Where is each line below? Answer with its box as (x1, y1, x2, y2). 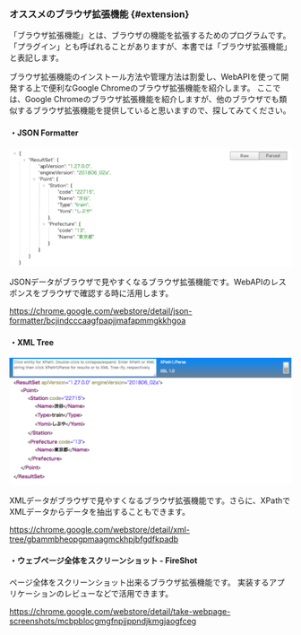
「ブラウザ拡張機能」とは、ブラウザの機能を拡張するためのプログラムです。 (9, 30, 291, 41)
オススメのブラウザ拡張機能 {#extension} (9, 7, 190, 20)
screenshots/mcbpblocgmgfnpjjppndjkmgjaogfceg (9, 615, 197, 626)
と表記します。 (9, 52, 64, 64)
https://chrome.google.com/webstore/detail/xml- (9, 524, 191, 535)
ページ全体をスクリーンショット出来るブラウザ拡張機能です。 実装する (9, 577, 270, 587)
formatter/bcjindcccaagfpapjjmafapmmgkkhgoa (9, 315, 186, 326)
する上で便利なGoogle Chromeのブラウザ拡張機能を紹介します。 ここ (16, 83, 273, 93)
